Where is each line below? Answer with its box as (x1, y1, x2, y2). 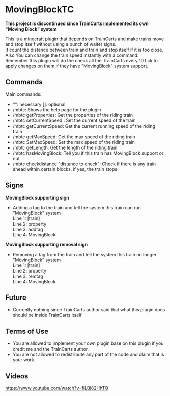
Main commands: (5, 91, 42, 97)
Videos (5, 372, 29, 380)
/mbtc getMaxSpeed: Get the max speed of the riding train (12, 134, 135, 140)
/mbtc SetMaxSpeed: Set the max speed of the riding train (12, 139, 135, 145)
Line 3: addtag (12, 226, 43, 232)
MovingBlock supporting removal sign (5, 241, 88, 247)
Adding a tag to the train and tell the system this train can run (12, 204, 141, 210)
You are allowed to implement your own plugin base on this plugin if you (12, 340, 164, 346)
